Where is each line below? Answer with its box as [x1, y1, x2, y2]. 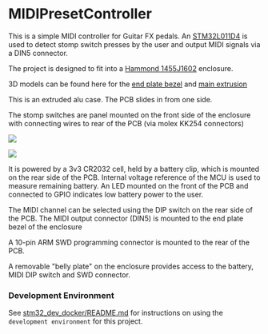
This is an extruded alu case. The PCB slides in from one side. [8, 94, 213, 104]
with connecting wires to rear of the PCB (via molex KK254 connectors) [8, 118, 244, 128]
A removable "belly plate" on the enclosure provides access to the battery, [8, 261, 254, 271]
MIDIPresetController [8, 5, 152, 23]
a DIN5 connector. [8, 48, 68, 58]
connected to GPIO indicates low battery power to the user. [8, 189, 204, 199]
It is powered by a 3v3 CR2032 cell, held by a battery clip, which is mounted [8, 164, 260, 173]
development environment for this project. [8, 316, 143, 326]
